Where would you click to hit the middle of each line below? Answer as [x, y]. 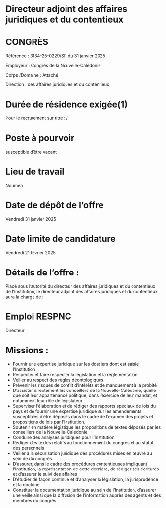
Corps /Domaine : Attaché [32, 75]
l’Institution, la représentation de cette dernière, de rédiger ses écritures [86, 469]
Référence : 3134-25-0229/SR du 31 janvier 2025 [55, 56]
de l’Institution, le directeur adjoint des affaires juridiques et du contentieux [82, 291]
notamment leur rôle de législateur [48, 400]
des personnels [29, 448]
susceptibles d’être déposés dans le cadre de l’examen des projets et [83, 416]
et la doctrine [26, 484]
